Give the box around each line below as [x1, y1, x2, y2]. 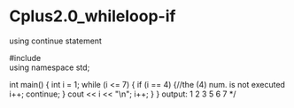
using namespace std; [9, 62, 90, 73]
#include [9, 52, 42, 63]
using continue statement [9, 35, 102, 46]
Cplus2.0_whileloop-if [9, 6, 176, 27]
